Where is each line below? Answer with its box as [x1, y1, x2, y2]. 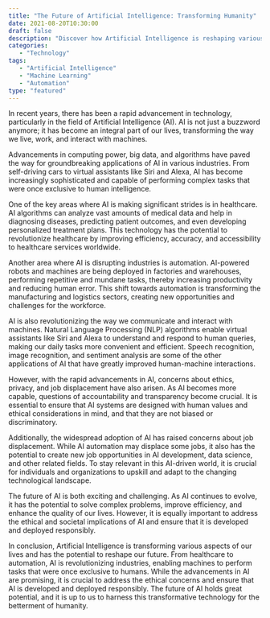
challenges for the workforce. [8, 301, 106, 311]
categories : [8, 42, 48, 50]
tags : [8, 57, 27, 65]
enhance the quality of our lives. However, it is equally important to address [8, 509, 259, 518]
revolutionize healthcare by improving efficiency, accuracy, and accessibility [8, 234, 261, 244]
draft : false [8, 27, 52, 35]
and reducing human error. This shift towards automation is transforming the [8, 283, 261, 294]
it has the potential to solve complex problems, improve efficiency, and [8, 500, 243, 509]
